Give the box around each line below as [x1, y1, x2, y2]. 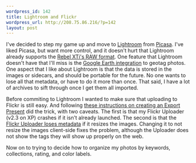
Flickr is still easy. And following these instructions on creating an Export [6, 102, 181, 109]
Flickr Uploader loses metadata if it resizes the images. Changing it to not [6, 120, 183, 127]
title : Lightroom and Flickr [6, 14, 77, 20]
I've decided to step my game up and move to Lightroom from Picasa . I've [6, 41, 184, 48]
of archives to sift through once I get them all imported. [6, 84, 139, 91]
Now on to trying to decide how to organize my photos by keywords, [6, 144, 171, 151]
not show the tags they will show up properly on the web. [6, 133, 144, 140]
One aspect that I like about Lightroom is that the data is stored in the [6, 65, 172, 73]
